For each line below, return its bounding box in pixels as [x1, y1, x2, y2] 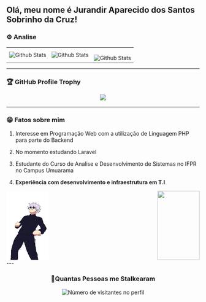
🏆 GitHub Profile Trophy [6, 77, 81, 86]
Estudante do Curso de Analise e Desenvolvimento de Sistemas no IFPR [15, 160, 197, 168]
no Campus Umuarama [15, 166, 74, 174]
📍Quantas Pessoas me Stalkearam [51, 274, 155, 283]
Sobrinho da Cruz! [6, 15, 78, 25]
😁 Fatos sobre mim [6, 116, 66, 125]
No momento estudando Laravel [15, 148, 97, 155]
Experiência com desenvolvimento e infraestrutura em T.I [15, 178, 166, 186]
